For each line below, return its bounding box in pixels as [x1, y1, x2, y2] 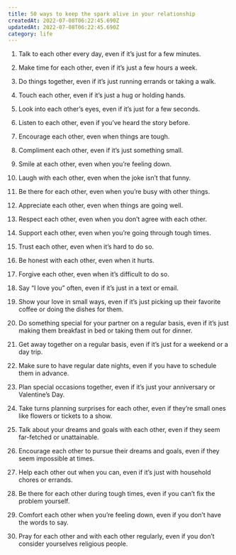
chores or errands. [18, 475, 73, 484]
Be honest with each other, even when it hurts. [18, 257, 154, 265]
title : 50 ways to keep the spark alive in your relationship [8, 10, 196, 18]
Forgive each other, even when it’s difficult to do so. [18, 270, 169, 279]
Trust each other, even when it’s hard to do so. [18, 242, 154, 251]
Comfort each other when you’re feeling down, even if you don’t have [18, 511, 222, 519]
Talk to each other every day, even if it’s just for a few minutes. [18, 50, 201, 58]
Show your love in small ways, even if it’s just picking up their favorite [18, 298, 221, 306]
